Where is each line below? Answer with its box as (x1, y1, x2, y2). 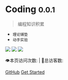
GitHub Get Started (5, 69, 45, 75)
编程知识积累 (17, 21, 44, 27)
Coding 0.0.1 (5, 4, 55, 15)
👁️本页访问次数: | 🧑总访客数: (5, 57, 63, 63)
